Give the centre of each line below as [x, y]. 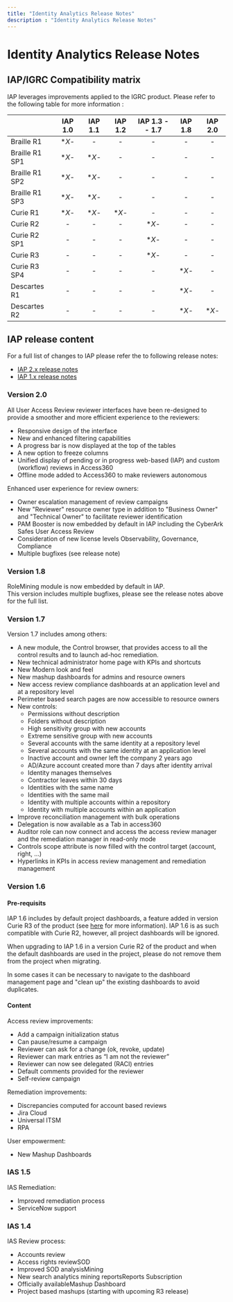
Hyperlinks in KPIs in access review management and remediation [112, 861]
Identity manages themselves [70, 773]
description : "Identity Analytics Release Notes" [82, 20]
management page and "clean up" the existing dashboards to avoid [103, 982]
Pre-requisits [27, 903]
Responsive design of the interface [67, 431]
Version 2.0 [27, 394]
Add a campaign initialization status [68, 1034]
